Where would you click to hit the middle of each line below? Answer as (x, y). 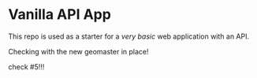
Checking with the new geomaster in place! (78, 51)
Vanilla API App (60, 15)
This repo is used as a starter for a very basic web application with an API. (129, 36)
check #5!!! (26, 67)
